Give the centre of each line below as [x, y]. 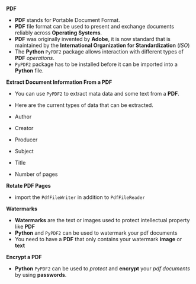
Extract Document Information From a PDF [59, 82]
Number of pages [36, 174]
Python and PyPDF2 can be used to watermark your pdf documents [96, 233]
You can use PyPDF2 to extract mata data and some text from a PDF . [97, 94]
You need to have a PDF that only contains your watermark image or [98, 239]
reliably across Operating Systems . [58, 33]
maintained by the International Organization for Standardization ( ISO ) [102, 45]
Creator [24, 128]
